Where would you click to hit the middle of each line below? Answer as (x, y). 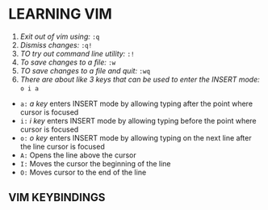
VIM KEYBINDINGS (57, 197)
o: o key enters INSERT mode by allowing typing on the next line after (136, 137)
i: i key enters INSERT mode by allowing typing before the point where (138, 120)
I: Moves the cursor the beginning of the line (95, 163)
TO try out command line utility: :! (77, 53)
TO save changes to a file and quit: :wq (85, 70)
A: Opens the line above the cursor (78, 155)
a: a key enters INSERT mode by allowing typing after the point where (136, 103)
